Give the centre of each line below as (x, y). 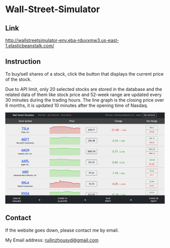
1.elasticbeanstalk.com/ (30, 46)
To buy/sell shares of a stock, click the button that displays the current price (84, 74)
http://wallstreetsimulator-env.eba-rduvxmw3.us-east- (62, 40)
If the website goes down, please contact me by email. (62, 230)
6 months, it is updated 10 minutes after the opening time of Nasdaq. (77, 105)
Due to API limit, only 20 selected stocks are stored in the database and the (84, 89)
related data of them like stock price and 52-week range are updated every (83, 95)
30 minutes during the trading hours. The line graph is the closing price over (85, 100)
